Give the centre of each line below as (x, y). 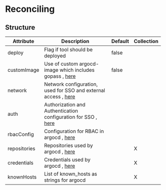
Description (75, 41)
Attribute (23, 41)
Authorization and (65, 105)
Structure (20, 27)
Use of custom (61, 64)
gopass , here (60, 76)
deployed (55, 56)
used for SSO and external (75, 90)
